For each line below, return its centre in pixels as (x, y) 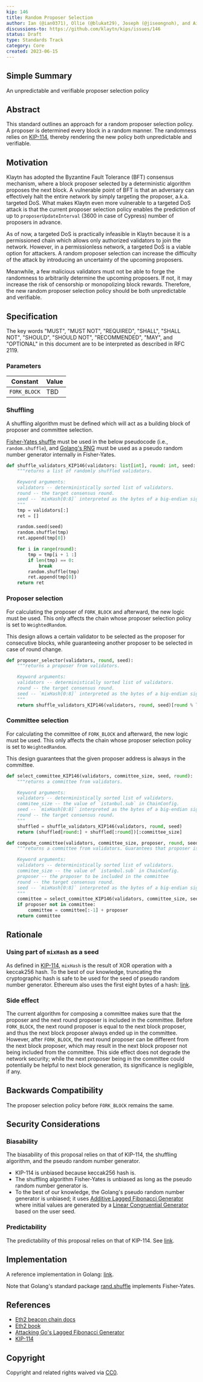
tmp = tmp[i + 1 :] (53, 555)
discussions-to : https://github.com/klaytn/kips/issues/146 (84, 29)
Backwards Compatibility (55, 1091)
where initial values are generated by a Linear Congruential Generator (102, 1205)
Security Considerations (53, 1125)
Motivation (27, 162)
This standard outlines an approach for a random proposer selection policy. (100, 124)
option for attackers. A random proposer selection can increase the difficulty (101, 253)
